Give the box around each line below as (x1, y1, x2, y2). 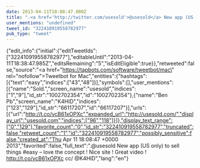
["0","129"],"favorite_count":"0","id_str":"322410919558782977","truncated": (6, 123, 194, 130)
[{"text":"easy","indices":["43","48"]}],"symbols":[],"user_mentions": (6, 79, 174, 86)
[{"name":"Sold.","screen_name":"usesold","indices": (6, 85, 136, 92)
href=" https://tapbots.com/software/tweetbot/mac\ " (47, 66, 174, 73)
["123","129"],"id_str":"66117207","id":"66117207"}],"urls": (6, 104, 147, 111)
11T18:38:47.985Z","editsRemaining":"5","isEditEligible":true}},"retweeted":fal (6, 60, 195, 67)
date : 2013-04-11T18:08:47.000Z (6, 8, 87, 15)
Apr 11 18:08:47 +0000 (62, 136, 118, 143)
